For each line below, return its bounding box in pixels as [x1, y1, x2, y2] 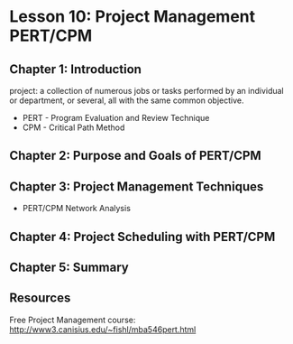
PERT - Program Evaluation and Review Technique [22, 113, 210, 123]
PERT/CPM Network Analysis [22, 203, 131, 214]
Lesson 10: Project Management [9, 6, 256, 27]
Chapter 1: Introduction [9, 61, 142, 77]
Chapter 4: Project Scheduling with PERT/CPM [9, 228, 276, 245]
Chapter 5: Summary [9, 259, 129, 274]
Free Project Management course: [9, 314, 136, 325]
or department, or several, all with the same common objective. [9, 95, 244, 106]
